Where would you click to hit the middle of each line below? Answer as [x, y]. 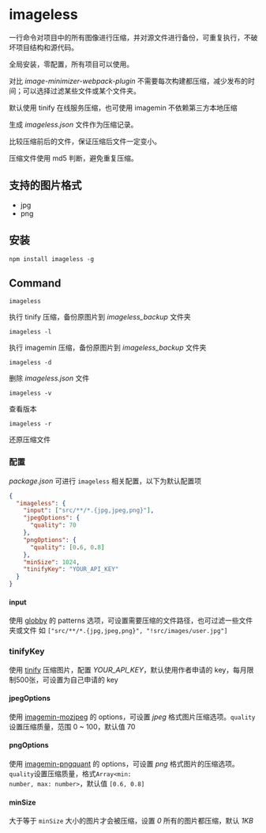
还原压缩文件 [30, 440]
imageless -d [30, 363]
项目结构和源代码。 [47, 47]
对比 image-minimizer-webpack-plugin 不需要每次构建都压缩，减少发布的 [129, 81]
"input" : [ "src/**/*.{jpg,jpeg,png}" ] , [89, 511]
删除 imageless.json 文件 [49, 378]
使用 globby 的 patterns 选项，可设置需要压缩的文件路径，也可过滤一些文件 [131, 621]
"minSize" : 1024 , [52, 562]
